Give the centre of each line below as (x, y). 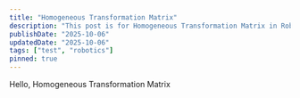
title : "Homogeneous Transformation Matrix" (93, 17)
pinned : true (33, 59)
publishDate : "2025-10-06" (59, 34)
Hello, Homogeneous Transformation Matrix (90, 84)
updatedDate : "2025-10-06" (59, 42)
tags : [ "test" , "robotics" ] (62, 51)
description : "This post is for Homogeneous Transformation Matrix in (143, 26)
